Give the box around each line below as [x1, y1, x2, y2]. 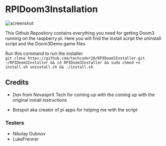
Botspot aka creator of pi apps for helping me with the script [12, 107, 138, 113]
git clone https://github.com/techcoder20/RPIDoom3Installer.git [5, 55, 145, 61]
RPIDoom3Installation [5, 4, 98, 15]
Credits [5, 78, 29, 87]
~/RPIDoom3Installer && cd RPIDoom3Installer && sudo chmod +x [5, 60, 141, 65]
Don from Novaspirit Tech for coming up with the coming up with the [12, 92, 155, 98]
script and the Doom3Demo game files [5, 40, 86, 46]
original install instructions [12, 97, 67, 103]
